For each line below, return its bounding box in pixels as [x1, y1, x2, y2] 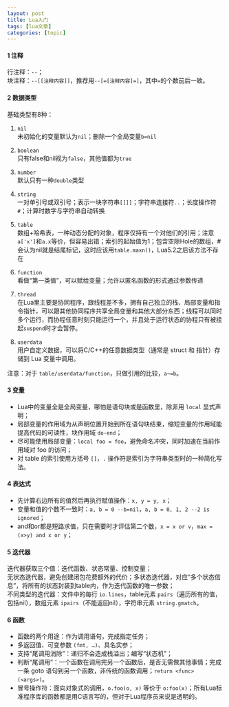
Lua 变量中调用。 [30, 354, 80, 362]
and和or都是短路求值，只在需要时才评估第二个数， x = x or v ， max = [17, 522, 213, 530]
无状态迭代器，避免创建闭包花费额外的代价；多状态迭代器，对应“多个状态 [7, 573, 215, 581]
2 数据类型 [7, 94, 37, 102]
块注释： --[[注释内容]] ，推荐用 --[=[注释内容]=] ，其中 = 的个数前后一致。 [7, 76, 209, 85]
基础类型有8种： [7, 110, 54, 118]
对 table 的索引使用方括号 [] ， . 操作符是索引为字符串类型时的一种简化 [17, 454, 217, 462]
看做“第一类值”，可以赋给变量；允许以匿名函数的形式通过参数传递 [17, 276, 204, 284]
